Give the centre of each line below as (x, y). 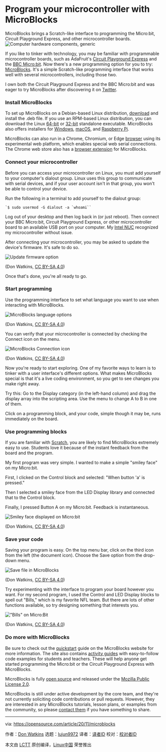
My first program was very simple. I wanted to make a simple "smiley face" (81, 463)
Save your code (24, 539)
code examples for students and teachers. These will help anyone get (76, 659)
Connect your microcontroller (41, 162)
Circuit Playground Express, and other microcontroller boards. (68, 39)
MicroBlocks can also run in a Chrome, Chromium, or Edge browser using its (83, 139)
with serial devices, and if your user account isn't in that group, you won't (80, 183)
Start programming (28, 289)
